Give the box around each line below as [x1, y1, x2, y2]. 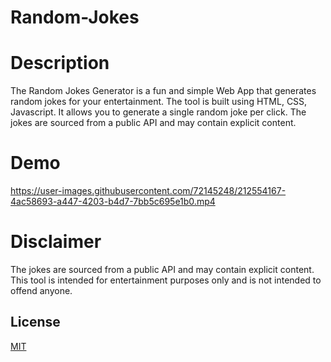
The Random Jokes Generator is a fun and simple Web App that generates [10, 85, 317, 97]
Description [10, 52, 110, 75]
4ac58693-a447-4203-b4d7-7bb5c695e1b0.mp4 [10, 196, 216, 208]
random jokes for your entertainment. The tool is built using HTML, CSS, [10, 96, 308, 108]
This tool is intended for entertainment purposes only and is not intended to [10, 274, 322, 286]
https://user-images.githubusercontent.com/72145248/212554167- [10, 185, 287, 197]
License [10, 314, 61, 331]
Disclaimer [10, 231, 102, 253]
